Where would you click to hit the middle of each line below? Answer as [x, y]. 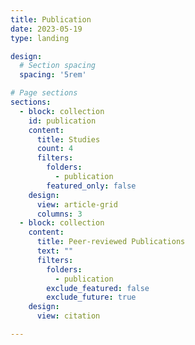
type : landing [40, 38]
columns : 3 [59, 214]
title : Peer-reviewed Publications [111, 242]
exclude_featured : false [98, 288]
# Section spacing [58, 66]
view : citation [68, 316]
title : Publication [51, 19]
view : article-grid [77, 204]
